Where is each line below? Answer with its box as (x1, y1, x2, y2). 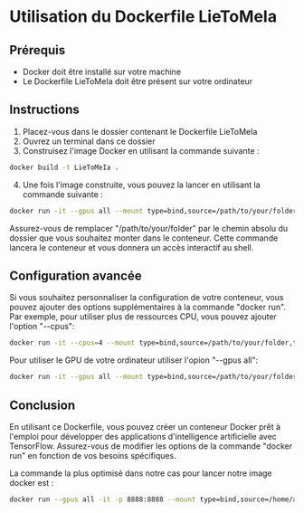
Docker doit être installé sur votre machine (22, 66, 182, 77)
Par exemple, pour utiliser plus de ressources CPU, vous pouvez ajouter (9, 311, 278, 322)
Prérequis (9, 43, 66, 58)
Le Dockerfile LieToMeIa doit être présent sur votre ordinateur (22, 76, 253, 87)
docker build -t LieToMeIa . (9, 163, 119, 172)
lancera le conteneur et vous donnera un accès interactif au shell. (9, 242, 254, 252)
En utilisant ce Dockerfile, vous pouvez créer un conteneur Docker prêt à (9, 421, 281, 432)
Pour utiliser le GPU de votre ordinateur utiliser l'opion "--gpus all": (9, 355, 259, 366)
